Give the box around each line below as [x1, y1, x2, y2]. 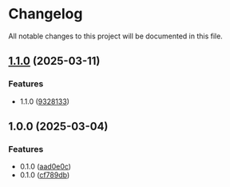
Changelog [8, 5, 83, 23]
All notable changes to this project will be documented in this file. [8, 31, 224, 41]
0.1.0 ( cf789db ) [19, 170, 70, 180]
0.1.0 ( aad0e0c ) [19, 161, 72, 172]
